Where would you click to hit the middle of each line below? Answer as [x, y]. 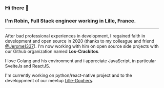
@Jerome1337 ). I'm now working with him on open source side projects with [82, 46]
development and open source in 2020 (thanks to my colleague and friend [80, 41]
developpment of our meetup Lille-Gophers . [49, 81]
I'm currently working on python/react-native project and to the [69, 75]
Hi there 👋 [17, 8]
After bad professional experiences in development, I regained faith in [75, 36]
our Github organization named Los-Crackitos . [52, 52]
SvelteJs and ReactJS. [28, 66]
